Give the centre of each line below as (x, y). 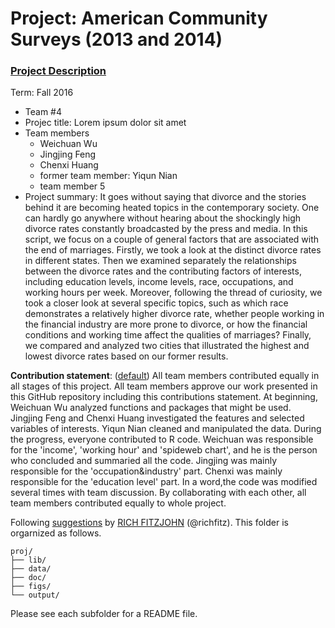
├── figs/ (31, 587)
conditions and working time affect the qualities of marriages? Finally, (168, 335)
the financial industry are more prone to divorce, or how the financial (166, 324)
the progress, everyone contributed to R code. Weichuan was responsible (162, 439)
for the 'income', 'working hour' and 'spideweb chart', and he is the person (164, 450)
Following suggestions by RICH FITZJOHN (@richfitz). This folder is (149, 523)
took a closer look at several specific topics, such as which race (156, 303)
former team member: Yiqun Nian (108, 176)
